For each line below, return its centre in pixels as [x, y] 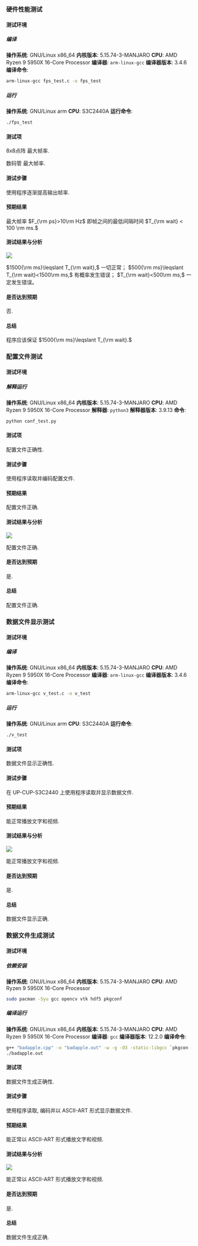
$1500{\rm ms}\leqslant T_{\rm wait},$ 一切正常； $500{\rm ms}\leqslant [95, 268]
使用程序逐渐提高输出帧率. [38, 192]
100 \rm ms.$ [22, 228]
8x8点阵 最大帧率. [28, 151]
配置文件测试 [24, 357]
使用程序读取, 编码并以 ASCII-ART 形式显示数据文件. [69, 1110]
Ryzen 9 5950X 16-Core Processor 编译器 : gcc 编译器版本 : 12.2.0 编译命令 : [96, 1036]
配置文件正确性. [25, 449]
